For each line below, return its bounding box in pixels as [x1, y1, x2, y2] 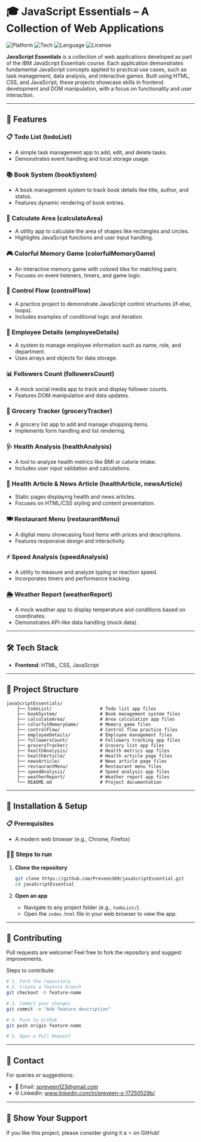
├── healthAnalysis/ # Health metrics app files [17, 748, 170, 754]
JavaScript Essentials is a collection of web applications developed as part [6, 53, 193, 60]
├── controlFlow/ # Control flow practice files [17, 727, 178, 733]
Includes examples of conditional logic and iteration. [14, 313, 144, 320]
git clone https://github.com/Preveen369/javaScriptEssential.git [14, 876, 184, 882]
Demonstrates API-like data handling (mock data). [14, 619, 138, 626]
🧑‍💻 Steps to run [6, 850, 52, 859]
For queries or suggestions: [6, 1072, 74, 1079]
